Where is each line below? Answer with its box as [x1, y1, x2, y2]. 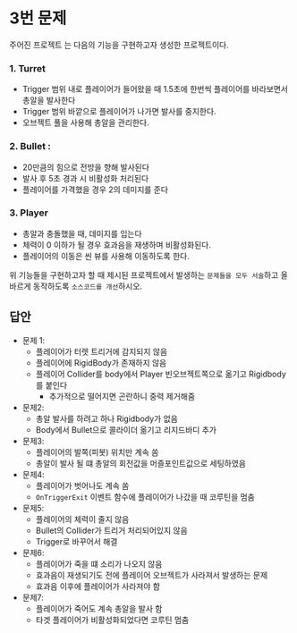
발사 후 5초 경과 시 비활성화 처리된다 [21, 173, 149, 183]
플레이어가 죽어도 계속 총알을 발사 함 [35, 603, 163, 613]
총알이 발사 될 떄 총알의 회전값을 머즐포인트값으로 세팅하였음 [35, 458, 246, 468]
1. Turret [9, 62, 47, 74]
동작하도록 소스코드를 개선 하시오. [32, 281, 143, 291]
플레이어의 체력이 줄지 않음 [35, 513, 130, 524]
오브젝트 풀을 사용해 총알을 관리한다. [21, 117, 149, 128]
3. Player [9, 207, 49, 219]
